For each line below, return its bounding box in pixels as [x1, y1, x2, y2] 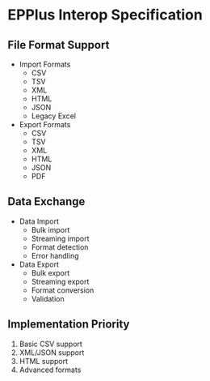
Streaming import [31, 233, 90, 243]
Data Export [19, 259, 60, 269]
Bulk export [31, 268, 70, 277]
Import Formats [19, 59, 71, 69]
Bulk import [31, 225, 70, 234]
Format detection [31, 242, 89, 252]
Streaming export [31, 276, 90, 286]
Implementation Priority [7, 318, 130, 332]
